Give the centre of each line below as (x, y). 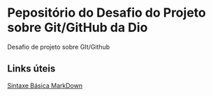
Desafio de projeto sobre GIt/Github (59, 47)
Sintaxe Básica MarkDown (45, 86)
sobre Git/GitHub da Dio (78, 27)
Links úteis (31, 69)
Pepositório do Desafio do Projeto (106, 13)
